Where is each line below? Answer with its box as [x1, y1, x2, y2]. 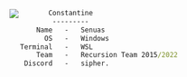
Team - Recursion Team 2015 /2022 [35, 51, 178, 60]
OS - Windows [43, 34, 110, 43]
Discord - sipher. [23, 59, 110, 68]
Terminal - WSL [19, 42, 93, 52]
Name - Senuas [35, 25, 106, 34]
